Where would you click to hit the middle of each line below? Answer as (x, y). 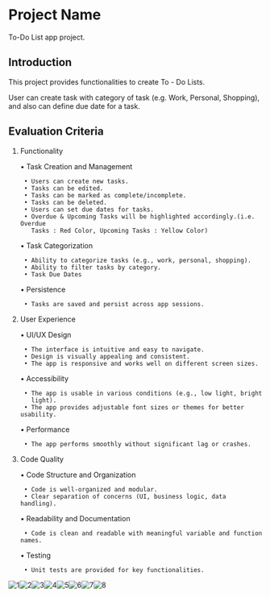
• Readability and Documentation (75, 518)
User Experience (48, 319)
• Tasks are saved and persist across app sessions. (114, 304)
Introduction (40, 62)
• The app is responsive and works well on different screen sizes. (141, 363)
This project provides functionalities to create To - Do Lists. (107, 81)
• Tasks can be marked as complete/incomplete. (105, 195)
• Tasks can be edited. (64, 188)
